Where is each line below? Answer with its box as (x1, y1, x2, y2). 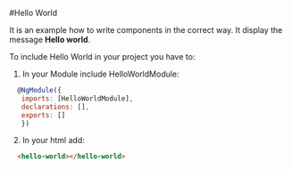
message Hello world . (9, 35, 91, 44)
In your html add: (21, 135, 85, 146)
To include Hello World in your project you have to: (9, 52, 196, 61)
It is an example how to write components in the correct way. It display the (9, 25, 283, 35)
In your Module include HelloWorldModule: (21, 68, 180, 79)
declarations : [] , (21, 102, 90, 111)
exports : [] (21, 110, 66, 119)
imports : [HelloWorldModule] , (21, 93, 134, 103)
